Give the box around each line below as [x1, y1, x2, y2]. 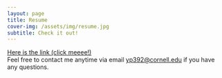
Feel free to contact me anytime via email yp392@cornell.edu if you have [7, 56, 215, 64]
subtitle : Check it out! [7, 29, 79, 37]
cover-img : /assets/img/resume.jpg [7, 23, 110, 30]
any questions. [7, 63, 50, 71]
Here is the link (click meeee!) [7, 48, 92, 57]
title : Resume [7, 17, 48, 23]
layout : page [7, 10, 45, 17]
